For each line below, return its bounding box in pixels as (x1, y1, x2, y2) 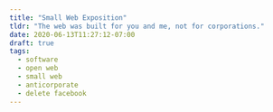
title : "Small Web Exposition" (9, 13, 127, 23)
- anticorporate (17, 80, 79, 89)
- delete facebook (17, 89, 88, 98)
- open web (17, 64, 59, 73)
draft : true (9, 38, 54, 48)
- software (17, 55, 59, 64)
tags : (9, 47, 30, 56)
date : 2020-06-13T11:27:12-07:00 (9, 30, 136, 39)
